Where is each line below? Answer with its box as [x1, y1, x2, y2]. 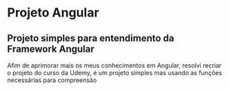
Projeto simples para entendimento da [7, 32, 175, 44]
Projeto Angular [7, 5, 99, 21]
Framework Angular [7, 43, 94, 54]
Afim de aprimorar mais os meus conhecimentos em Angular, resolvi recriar [7, 61, 222, 70]
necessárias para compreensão [7, 76, 97, 84]
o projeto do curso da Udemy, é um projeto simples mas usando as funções [7, 69, 223, 77]
